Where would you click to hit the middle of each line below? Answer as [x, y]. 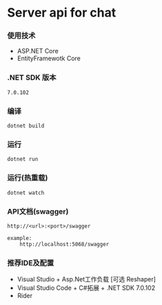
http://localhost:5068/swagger [64, 244]
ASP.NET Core [38, 51]
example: [20, 238]
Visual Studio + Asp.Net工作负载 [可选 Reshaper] [87, 279]
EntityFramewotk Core [49, 58]
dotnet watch [26, 193]
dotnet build [26, 126]
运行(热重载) [28, 178]
